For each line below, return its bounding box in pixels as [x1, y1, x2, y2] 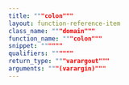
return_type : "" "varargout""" [8, 57, 110, 66]
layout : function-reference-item [8, 19, 121, 28]
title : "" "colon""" [8, 11, 74, 20]
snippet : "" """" [8, 42, 63, 50]
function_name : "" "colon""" [8, 34, 103, 43]
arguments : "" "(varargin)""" [8, 65, 106, 73]
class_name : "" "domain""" [8, 27, 95, 35]
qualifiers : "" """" [8, 49, 74, 57]
